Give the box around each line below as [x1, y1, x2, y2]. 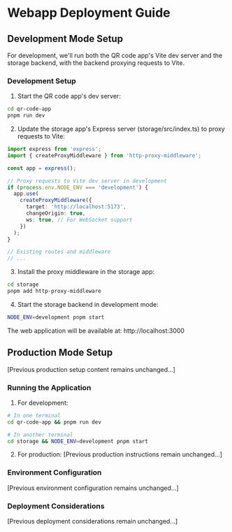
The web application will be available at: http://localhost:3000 [7, 326, 185, 335]
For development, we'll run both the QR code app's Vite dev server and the [7, 51, 223, 59]
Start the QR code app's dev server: [17, 92, 121, 101]
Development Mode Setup [7, 33, 124, 45]
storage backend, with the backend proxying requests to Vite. [7, 59, 185, 67]
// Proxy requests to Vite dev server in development [7, 177, 168, 185]
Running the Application [7, 382, 92, 392]
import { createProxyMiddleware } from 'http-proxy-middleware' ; [7, 152, 201, 159]
